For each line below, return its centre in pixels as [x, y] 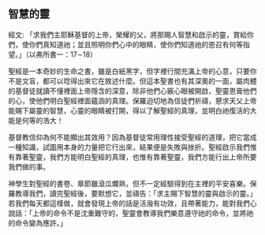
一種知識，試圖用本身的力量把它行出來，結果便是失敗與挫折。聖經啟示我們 [129, 147]
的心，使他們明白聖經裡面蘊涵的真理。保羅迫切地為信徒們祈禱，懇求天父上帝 [132, 100]
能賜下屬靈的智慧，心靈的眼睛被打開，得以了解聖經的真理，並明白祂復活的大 [132, 110]
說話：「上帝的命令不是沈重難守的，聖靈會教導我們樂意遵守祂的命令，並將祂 [131, 213]
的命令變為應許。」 [37, 222]
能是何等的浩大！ [36, 120]
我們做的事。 [29, 166]
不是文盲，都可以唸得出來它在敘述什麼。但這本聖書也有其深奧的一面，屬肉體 [132, 80]
